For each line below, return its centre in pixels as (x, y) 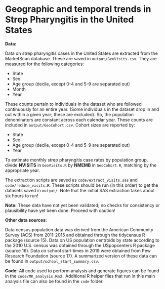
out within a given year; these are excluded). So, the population (70, 114)
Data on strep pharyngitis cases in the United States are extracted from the (82, 53)
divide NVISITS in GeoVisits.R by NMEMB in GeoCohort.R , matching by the (81, 165)
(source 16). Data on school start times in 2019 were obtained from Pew (78, 250)
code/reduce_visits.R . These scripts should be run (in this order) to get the (82, 185)
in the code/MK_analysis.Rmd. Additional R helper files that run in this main (80, 276)
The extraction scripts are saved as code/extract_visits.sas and (71, 180)
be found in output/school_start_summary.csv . (52, 261)
